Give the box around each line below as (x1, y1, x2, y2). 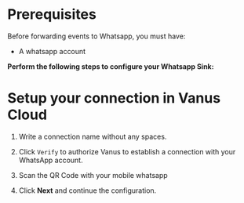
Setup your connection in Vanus (7, 89, 221, 107)
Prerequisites (7, 5, 97, 24)
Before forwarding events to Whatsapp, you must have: (7, 31, 186, 41)
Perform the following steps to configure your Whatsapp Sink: (7, 61, 214, 71)
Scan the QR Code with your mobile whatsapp (18, 170, 168, 179)
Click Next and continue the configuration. (18, 186, 157, 195)
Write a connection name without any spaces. (18, 132, 167, 141)
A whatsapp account (18, 46, 86, 56)
